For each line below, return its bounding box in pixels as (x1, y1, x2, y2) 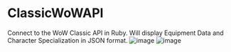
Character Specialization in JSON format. (7, 36, 128, 44)
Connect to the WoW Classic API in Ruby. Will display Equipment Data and (7, 28, 224, 37)
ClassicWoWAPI (7, 5, 104, 21)
